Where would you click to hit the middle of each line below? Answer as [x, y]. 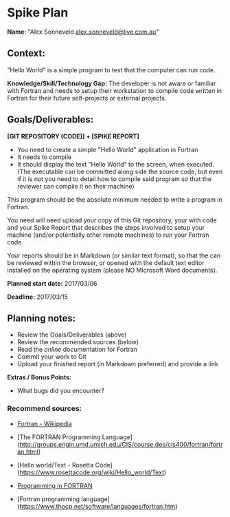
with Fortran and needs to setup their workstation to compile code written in [115, 90]
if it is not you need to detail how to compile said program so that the [114, 179]
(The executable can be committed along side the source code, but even [120, 171]
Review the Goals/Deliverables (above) [72, 335]
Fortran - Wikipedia [44, 423]
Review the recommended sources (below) [78, 342]
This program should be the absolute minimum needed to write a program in [115, 199]
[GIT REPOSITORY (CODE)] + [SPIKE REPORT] [73, 136]
